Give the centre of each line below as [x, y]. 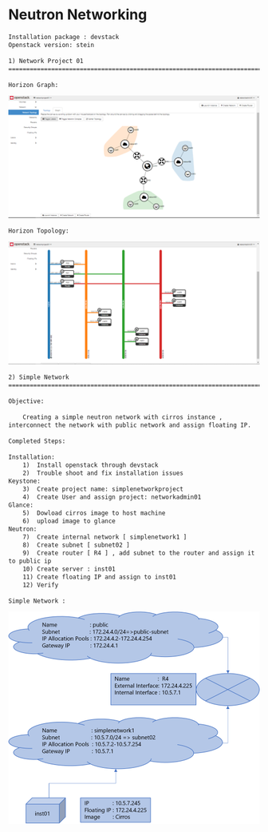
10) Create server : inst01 [69, 569]
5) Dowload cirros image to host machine [94, 513]
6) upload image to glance [69, 521]
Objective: [26, 401]
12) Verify [41, 585]
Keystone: [25, 481]
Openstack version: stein [51, 45]
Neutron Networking [78, 15]
